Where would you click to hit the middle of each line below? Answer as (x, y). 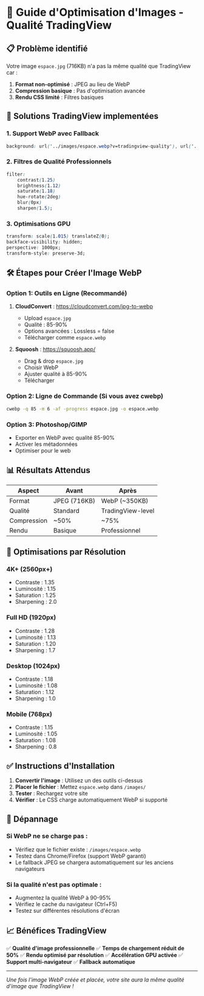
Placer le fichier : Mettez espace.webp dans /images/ (80, 787)
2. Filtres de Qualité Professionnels (59, 162)
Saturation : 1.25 (35, 595)
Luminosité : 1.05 (36, 734)
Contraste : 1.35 (35, 582)
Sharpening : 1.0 (35, 698)
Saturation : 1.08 (36, 740)
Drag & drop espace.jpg (54, 361)
